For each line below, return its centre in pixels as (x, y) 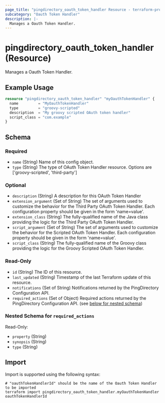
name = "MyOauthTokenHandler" (49, 103)
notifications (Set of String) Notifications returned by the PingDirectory (85, 288)
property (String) (29, 336)
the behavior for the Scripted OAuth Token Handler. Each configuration (84, 233)
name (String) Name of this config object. (53, 162)
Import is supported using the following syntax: (53, 374)
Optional (15, 185)
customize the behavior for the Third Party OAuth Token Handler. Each (83, 206)
